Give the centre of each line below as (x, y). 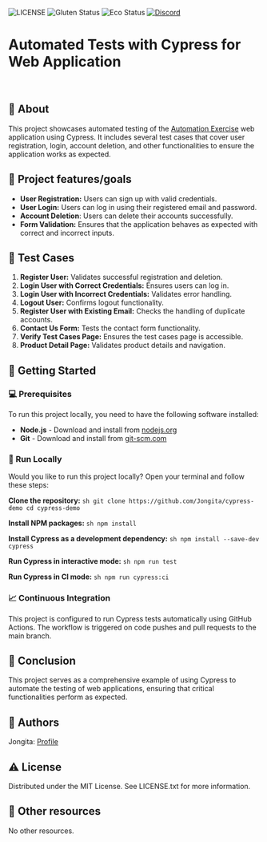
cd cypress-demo (53, 508)
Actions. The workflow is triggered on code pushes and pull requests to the (133, 627)
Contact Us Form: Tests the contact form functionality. (110, 328)
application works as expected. (60, 154)
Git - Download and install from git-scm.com (93, 439)
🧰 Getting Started (52, 370)
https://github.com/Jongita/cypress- (191, 501)
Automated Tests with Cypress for (125, 45)
